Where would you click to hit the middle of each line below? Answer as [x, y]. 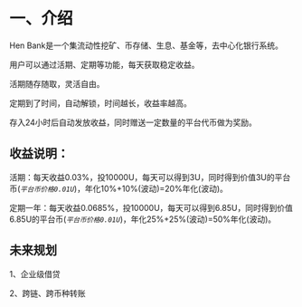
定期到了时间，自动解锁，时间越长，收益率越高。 [100, 103]
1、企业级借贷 [35, 273]
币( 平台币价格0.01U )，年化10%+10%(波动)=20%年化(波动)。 [119, 188]
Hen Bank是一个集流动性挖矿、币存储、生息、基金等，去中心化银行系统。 [146, 45]
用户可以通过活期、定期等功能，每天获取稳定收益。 [104, 64]
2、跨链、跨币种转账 [47, 293]
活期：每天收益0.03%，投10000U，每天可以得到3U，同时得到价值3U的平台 [150, 177]
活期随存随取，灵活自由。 [57, 83]
